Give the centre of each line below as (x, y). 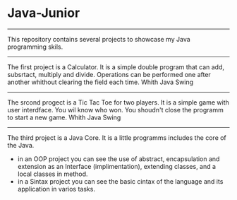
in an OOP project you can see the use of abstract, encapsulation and (119, 159)
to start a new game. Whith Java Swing (64, 117)
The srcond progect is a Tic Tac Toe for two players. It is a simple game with (118, 102)
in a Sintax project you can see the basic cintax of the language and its (120, 181)
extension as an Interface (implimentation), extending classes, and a (117, 166)
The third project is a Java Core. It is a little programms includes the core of (117, 137)
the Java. (21, 145)
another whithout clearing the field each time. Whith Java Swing (101, 82)
